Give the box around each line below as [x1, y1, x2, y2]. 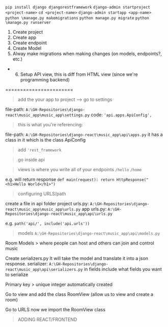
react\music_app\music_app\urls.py [5, 207, 81, 212]
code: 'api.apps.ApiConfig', [91, 112, 152, 118]
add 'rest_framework [17, 147, 62, 153]
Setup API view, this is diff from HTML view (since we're [20, 71, 138, 77]
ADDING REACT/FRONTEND [17, 316, 77, 322]
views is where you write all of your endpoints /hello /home [17, 167, 142, 172]
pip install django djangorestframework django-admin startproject [5, 5, 150, 10]
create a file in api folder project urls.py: [5, 201, 89, 206]
